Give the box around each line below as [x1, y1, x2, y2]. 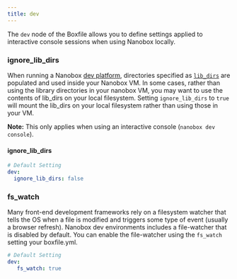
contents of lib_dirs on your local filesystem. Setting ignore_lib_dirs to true [7, 93, 230, 102]
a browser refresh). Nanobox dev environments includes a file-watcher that [7, 223, 227, 232]
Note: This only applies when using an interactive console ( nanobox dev [7, 122, 216, 131]
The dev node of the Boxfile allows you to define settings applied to [7, 30, 203, 38]
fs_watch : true [16, 265, 62, 272]
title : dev [7, 10, 40, 18]
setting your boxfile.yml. [7, 238, 78, 246]
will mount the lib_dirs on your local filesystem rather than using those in [7, 101, 218, 110]
